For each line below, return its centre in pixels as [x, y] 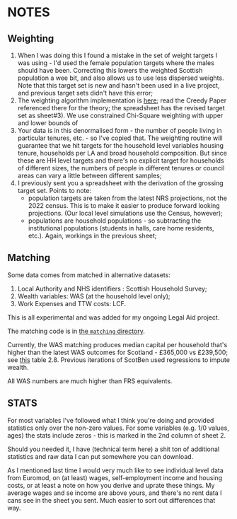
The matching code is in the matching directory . [76, 331]
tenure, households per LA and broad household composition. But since [122, 153]
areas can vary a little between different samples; [89, 175]
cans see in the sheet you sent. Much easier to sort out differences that [111, 500]
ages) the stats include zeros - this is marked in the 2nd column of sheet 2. [117, 435]
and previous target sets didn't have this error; [85, 93]
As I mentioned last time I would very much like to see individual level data [116, 470]
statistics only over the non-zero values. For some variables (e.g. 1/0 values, [118, 428]
